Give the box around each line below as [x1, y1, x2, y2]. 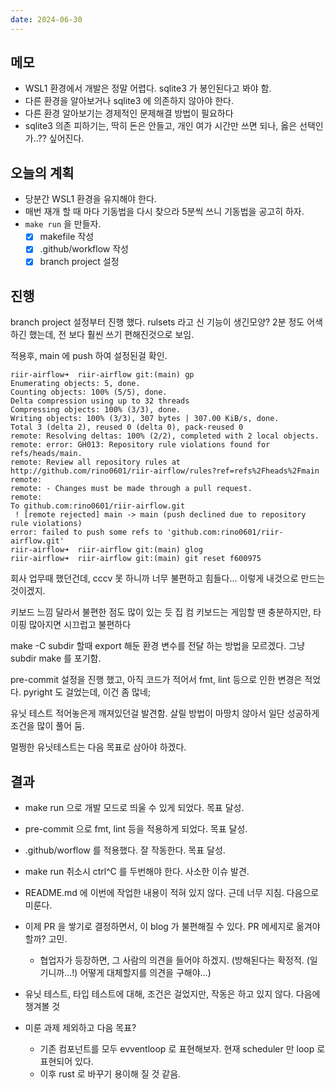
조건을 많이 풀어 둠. [10, 720, 85, 732]
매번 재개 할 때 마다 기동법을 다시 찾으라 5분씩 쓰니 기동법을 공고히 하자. [24, 206, 305, 218]
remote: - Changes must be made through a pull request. [10, 484, 253, 494]
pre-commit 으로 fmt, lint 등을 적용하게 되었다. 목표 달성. [24, 823, 248, 835]
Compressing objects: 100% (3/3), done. [10, 405, 182, 415]
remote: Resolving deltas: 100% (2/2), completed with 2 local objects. [10, 431, 320, 441]
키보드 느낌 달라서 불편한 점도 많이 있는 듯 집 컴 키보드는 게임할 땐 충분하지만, [10, 606, 312, 618]
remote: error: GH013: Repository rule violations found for [10, 440, 271, 450]
